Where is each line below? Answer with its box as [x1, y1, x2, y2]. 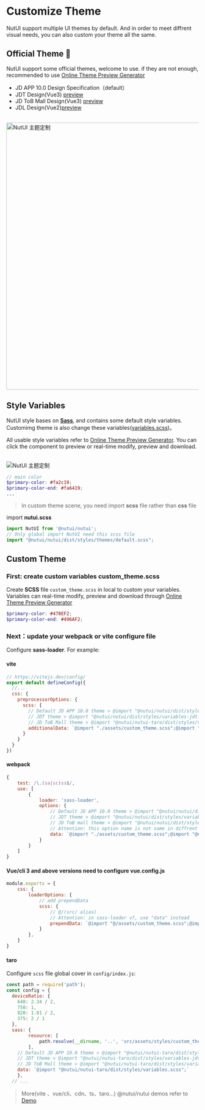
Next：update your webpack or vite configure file [6, 632, 156, 640]
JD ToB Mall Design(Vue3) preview [15, 97, 104, 104]
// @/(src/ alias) [49, 909, 97, 915]
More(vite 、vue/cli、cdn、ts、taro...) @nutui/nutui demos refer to [21, 1090, 188, 1097]
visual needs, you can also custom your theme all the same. [6, 31, 157, 38]
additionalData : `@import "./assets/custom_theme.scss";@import [28, 725, 195, 731]
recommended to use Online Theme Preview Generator [6, 71, 145, 79]
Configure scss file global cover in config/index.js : [6, 970, 136, 978]
